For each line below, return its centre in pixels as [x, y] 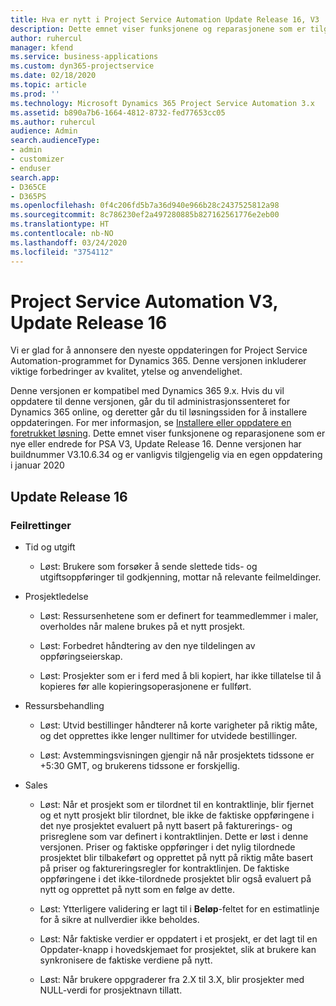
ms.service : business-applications [84, 57]
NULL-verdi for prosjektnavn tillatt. [111, 990]
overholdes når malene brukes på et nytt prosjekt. [142, 627]
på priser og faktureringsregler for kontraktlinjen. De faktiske [164, 868]
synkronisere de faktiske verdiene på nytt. [126, 960]
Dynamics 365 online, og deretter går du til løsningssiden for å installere [159, 412]
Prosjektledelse [56, 597]
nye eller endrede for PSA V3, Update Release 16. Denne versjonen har [156, 444]
